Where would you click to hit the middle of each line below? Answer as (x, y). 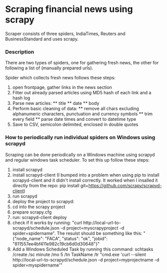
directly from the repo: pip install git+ (50, 185)
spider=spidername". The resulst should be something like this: (77, 233)
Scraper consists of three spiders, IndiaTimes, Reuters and (65, 33)
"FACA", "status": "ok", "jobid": (76, 239)
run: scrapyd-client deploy (40, 217)
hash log (21, 98)
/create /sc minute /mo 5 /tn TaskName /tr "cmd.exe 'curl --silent (79, 254)
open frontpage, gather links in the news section (62, 87)
